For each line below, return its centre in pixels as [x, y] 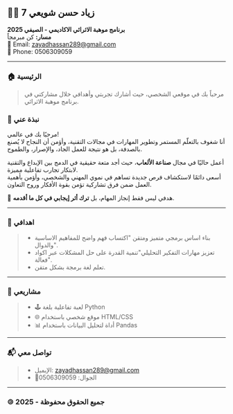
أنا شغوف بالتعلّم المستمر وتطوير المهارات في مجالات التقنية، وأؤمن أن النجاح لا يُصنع [116, 142]
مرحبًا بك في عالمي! [33, 134]
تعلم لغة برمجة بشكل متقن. [70, 267]
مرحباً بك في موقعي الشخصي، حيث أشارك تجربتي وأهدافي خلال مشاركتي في [124, 94]
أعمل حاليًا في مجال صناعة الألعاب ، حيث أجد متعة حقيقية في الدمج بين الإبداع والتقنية [115, 163]
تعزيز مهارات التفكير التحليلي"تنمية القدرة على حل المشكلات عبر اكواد [124, 252]
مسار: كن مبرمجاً [29, 37]
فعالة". [43, 260]
